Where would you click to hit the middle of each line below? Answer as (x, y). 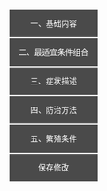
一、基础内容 (53, 23)
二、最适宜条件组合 (53, 52)
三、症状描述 (53, 81)
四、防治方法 (53, 110)
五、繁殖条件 (53, 139)
